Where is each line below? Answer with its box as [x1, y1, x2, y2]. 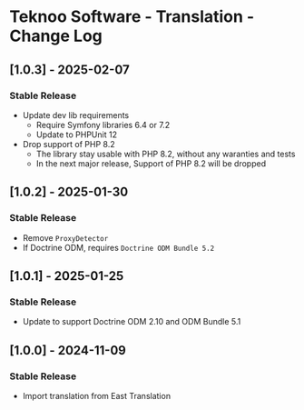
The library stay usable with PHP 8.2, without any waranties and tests [35, 148, 296, 159]
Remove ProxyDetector [22, 232, 109, 243]
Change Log [9, 25, 103, 46]
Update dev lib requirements [22, 109, 130, 120]
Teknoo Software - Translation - [9, 6, 255, 27]
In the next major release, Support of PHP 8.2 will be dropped [35, 157, 266, 169]
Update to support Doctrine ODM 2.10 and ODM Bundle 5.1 [22, 316, 241, 327]
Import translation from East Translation [22, 390, 171, 401]
